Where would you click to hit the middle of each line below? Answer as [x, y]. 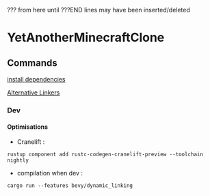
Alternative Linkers [34, 93]
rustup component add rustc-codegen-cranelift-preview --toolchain [105, 155]
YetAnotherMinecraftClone [86, 38]
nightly [18, 160]
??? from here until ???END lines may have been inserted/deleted [99, 10]
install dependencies [36, 79]
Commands [32, 63]
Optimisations [28, 127]
